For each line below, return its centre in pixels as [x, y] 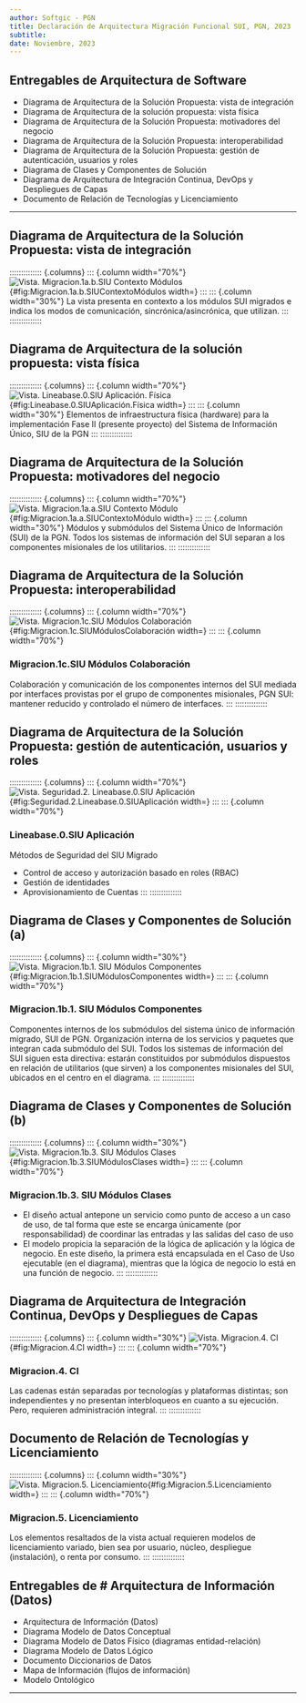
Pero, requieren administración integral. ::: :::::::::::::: [106, 1410]
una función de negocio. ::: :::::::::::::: [90, 1272]
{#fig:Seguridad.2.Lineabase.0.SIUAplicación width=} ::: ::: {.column [137, 801]
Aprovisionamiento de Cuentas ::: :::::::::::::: [102, 892]
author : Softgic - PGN [52, 18]
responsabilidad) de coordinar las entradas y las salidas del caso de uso [158, 1234]
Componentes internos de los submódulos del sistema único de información [153, 1029]
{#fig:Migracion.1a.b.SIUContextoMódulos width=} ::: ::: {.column [131, 291]
